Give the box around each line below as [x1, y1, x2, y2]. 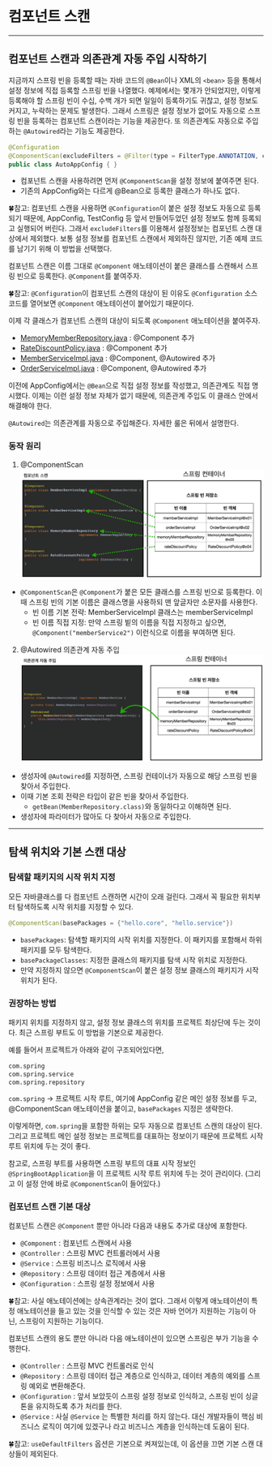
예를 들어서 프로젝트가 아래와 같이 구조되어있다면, [8, 1044, 164, 1055]
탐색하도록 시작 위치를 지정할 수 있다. [16, 901, 134, 911]
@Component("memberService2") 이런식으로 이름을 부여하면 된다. [32, 628, 236, 638]
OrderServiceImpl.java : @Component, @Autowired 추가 [19, 363, 207, 373]
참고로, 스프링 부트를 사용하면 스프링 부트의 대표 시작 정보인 [8, 1158, 197, 1168]
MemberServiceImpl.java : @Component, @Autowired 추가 [19, 354, 216, 363]
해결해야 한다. [8, 401, 53, 411]
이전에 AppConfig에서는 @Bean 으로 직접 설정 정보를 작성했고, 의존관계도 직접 [8, 380, 251, 390]
